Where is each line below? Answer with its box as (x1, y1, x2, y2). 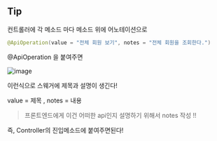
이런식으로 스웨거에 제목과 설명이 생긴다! (7, 81, 118, 90)
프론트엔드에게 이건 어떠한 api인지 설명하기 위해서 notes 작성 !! (24, 111, 197, 119)
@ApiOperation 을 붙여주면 (7, 53, 83, 61)
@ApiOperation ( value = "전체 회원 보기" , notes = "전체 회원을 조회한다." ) (7, 39, 211, 46)
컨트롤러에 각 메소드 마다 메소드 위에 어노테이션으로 (7, 25, 148, 34)
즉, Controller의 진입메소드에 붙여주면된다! (7, 126, 124, 134)
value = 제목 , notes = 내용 (7, 96, 82, 105)
